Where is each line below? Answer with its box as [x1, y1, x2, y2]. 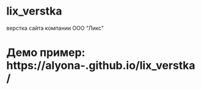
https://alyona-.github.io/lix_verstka [6, 59, 196, 72]
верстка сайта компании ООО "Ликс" [6, 24, 104, 32]
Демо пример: [6, 46, 86, 60]
